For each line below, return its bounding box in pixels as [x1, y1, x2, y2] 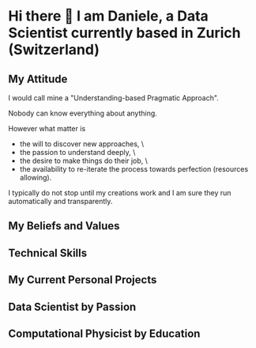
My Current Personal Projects [8, 273, 157, 287]
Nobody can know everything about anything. [8, 108, 158, 118]
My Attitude [8, 72, 68, 85]
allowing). [19, 173, 52, 182]
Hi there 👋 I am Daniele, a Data [8, 7, 209, 25]
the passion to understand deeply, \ [19, 148, 136, 157]
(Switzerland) [8, 41, 100, 59]
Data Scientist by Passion [8, 300, 137, 313]
